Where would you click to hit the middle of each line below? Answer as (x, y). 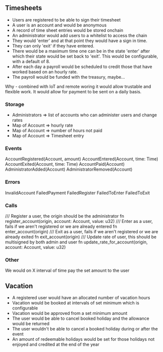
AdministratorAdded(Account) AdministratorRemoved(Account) (69, 169)
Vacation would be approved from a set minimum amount (70, 313)
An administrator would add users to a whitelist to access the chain (80, 35)
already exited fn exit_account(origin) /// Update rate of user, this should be (81, 237)
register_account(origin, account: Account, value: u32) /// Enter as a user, (79, 221)
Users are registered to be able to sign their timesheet (66, 20)
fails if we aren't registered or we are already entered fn (61, 226)
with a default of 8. (31, 61)
